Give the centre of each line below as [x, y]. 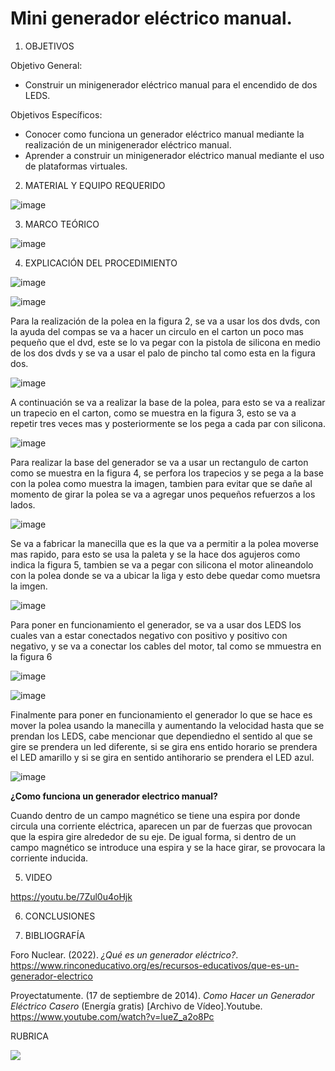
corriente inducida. [49, 858]
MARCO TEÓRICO [62, 224]
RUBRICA [29, 1036]
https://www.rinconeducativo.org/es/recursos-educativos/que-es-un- [155, 965]
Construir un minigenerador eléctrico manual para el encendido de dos [171, 84]
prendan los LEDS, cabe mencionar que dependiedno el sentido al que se [161, 736]
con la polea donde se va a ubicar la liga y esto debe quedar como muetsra [165, 575]
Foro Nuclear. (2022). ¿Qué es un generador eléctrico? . [124, 954]
